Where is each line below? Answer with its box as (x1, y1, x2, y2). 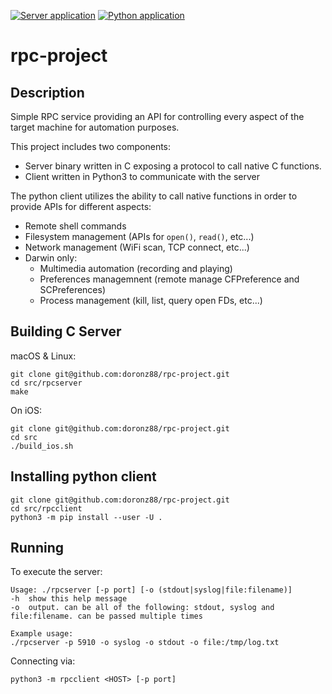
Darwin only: (24, 252, 78, 264)
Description (10, 84, 85, 101)
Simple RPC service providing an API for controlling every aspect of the (10, 111, 305, 122)
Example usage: (10, 629, 74, 639)
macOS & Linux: (10, 350, 77, 362)
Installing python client (10, 468, 157, 485)
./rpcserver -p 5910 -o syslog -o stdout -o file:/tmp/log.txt (10, 638, 280, 648)
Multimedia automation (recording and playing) (39, 263, 233, 274)
